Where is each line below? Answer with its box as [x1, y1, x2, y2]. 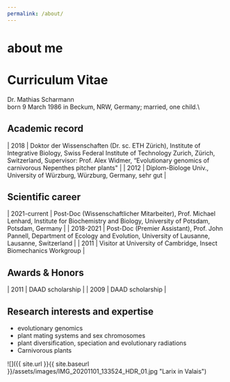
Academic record [7, 123, 83, 135]
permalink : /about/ [7, 10, 64, 17]
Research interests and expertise [7, 305, 154, 317]
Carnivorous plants [17, 346, 72, 354]
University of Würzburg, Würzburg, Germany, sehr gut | [7, 171, 167, 179]
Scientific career [7, 191, 81, 203]
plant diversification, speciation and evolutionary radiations [17, 339, 187, 347]
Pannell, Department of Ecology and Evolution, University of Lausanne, [7, 231, 211, 240]
